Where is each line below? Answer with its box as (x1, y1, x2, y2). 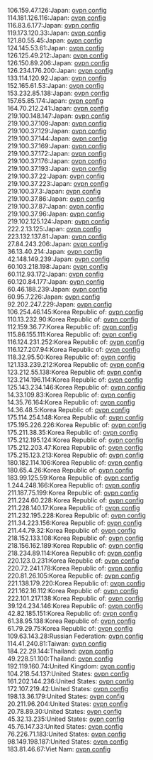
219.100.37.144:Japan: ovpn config (7, 134, 108, 143)
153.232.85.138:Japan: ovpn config (7, 89, 110, 97)
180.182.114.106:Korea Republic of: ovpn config (7, 458, 143, 467)
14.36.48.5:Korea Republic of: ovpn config (7, 406, 130, 414)
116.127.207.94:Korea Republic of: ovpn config (7, 346, 140, 353)
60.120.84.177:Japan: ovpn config (7, 277, 105, 286)
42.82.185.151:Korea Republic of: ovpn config (7, 610, 138, 617)
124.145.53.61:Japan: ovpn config (7, 44, 104, 52)
